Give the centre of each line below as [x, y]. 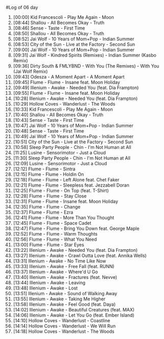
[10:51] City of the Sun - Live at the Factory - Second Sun [73, 142]
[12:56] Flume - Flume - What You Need [55, 239]
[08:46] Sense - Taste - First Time [49, 28]
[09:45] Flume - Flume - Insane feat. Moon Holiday [66, 82]
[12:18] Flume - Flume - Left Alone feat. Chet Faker [66, 180]
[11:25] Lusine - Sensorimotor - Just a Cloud [59, 153]
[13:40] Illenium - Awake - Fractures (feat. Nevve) [65, 277]
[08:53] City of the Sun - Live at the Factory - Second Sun [74, 44]
